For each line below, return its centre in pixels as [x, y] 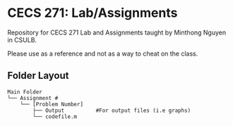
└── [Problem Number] [52, 104]
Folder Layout [38, 76]
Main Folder [25, 92]
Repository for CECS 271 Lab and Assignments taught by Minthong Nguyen [117, 32]
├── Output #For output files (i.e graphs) [112, 111]
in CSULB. [22, 39]
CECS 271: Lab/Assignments [92, 13]
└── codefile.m [55, 116]
